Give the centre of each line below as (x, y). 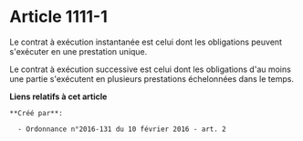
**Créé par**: (37, 113)
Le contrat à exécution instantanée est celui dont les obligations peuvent (146, 42)
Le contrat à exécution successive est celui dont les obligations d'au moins (151, 69)
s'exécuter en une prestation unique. (78, 51)
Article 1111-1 (58, 17)
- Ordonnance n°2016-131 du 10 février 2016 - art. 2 (122, 129)
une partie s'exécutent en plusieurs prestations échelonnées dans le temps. (152, 78)
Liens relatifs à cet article (58, 96)
